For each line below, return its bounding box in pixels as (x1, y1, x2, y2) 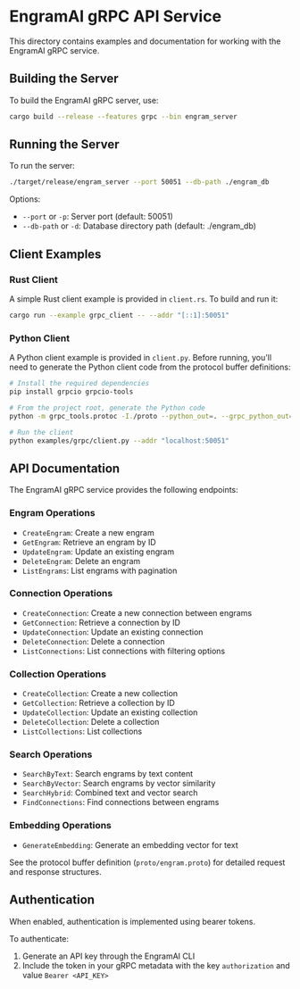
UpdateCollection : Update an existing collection (21, 707, 198, 718)
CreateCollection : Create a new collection (21, 688, 179, 699)
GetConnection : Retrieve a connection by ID (21, 617, 181, 627)
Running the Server (9, 137, 120, 153)
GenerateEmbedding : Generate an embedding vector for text (21, 839, 238, 850)
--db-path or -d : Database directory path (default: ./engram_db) (21, 220, 257, 231)
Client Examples (9, 246, 102, 262)
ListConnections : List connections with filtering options (21, 645, 226, 656)
